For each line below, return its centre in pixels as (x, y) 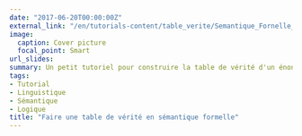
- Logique (28, 109)
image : (22, 34)
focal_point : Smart (54, 51)
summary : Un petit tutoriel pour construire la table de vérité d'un (142, 68)
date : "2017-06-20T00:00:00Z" (66, 17)
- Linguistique (38, 92)
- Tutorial (30, 84)
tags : (19, 76)
